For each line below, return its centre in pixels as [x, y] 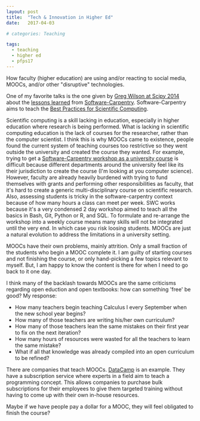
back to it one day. [29, 271]
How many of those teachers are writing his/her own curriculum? [95, 319]
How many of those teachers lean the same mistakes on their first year [102, 326]
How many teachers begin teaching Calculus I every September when [101, 307]
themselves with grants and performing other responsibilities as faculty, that [100, 183]
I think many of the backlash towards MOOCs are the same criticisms [91, 283]
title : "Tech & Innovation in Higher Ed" [60, 17]
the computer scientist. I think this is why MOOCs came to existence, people [100, 139]
